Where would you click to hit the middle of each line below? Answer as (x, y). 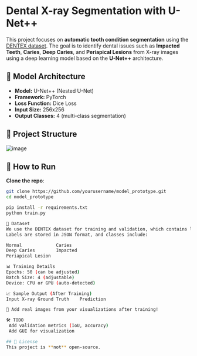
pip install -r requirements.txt (47, 208)
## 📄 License (22, 341)
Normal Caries (39, 245)
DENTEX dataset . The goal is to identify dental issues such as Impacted (93, 46)
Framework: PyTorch (40, 97)
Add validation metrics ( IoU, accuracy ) (59, 326)
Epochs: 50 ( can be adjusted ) (43, 272)
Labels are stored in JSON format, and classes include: (77, 235)
